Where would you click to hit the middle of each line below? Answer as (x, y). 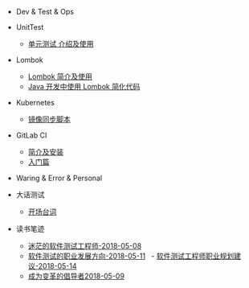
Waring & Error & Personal (59, 178)
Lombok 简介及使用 (60, 76)
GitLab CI (31, 135)
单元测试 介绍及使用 (61, 44)
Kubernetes (35, 103)
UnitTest (30, 27)
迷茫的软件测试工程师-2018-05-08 (85, 246)
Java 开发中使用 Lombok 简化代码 (84, 86)
